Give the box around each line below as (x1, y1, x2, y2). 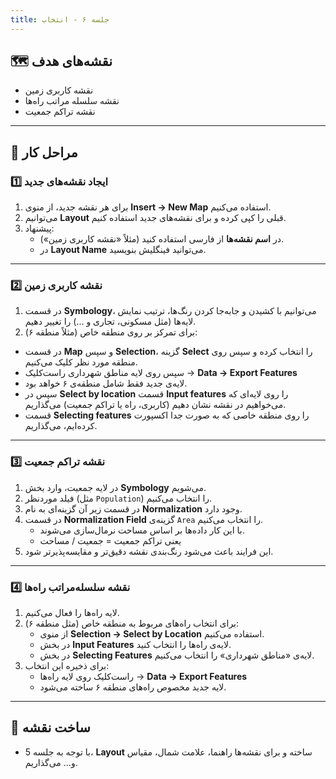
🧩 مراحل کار (10, 144, 78, 161)
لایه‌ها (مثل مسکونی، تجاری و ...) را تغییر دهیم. (24, 316, 197, 328)
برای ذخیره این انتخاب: (24, 660, 110, 672)
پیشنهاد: (24, 222, 55, 235)
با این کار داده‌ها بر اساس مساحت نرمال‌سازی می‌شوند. (39, 524, 245, 536)
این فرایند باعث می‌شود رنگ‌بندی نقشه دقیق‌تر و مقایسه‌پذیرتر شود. (24, 545, 274, 557)
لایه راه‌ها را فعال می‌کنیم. (24, 607, 120, 619)
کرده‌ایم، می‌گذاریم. (24, 420, 98, 432)
